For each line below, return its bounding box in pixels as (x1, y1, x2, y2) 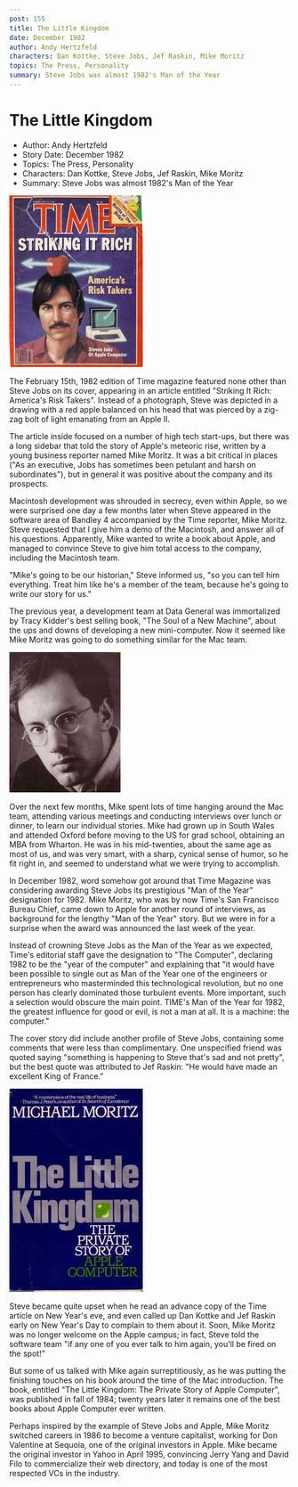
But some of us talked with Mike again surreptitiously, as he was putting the (9, 1365, 286, 1376)
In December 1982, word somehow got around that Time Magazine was (9, 875, 271, 886)
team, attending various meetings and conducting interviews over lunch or (9, 811, 282, 821)
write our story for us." (9, 588, 92, 599)
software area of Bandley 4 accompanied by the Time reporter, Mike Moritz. (9, 514, 287, 525)
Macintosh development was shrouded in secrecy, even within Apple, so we (9, 495, 287, 506)
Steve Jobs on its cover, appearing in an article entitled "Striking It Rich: (9, 385, 272, 396)
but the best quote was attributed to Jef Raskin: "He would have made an (9, 1061, 278, 1072)
